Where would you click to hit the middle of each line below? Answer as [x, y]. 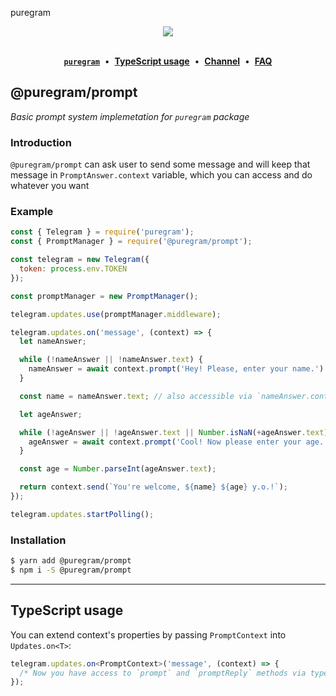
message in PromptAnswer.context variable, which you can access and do [161, 175]
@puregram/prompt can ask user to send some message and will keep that [160, 164]
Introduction [41, 142]
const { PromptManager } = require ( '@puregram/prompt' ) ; [131, 242]
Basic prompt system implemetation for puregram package [130, 116]
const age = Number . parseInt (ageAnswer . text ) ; [118, 469]
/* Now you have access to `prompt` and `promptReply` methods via [163, 673]
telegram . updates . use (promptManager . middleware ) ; [116, 314]
